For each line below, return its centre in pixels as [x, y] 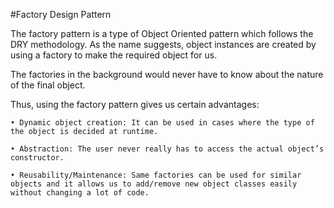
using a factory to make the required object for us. [114, 55]
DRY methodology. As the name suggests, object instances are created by [163, 44]
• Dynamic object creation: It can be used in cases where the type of [162, 123]
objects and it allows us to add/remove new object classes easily [154, 184]
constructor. [37, 158]
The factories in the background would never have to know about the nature [167, 74]
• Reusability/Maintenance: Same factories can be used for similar [156, 175]
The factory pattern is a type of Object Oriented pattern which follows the [162, 33]
